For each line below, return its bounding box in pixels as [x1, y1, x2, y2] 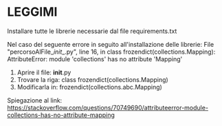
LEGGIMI [7, 4, 58, 20]
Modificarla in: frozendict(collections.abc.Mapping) [16, 83, 163, 91]
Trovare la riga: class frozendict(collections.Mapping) [16, 75, 168, 83]
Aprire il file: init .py [16, 68, 71, 76]
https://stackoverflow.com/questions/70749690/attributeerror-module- [7, 103, 208, 112]
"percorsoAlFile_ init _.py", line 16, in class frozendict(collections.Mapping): [7, 48, 216, 56]
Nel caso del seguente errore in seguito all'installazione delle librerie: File [7, 40, 214, 48]
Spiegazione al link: [7, 96, 63, 104]
